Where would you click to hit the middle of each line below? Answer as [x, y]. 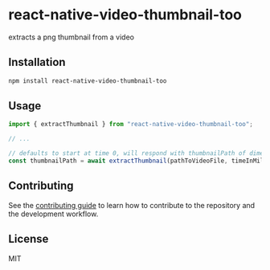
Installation [37, 62]
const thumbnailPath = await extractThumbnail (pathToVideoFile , [118, 161]
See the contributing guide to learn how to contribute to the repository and [132, 205]
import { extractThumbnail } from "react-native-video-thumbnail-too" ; [131, 125]
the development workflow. [53, 214]
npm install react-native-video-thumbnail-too [88, 81]
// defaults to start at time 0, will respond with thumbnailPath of [127, 153]
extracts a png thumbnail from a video [72, 37]
